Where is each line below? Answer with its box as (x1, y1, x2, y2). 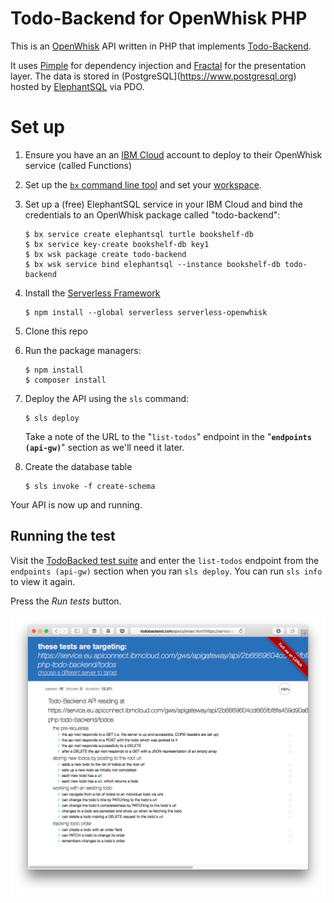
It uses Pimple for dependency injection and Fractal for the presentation (10, 59, 307, 71)
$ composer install (24, 375, 107, 385)
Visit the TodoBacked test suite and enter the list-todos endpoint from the (10, 554, 320, 566)
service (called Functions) (24, 159, 133, 171)
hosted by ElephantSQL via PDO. (10, 80, 145, 92)
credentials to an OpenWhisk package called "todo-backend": (24, 208, 281, 221)
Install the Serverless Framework (24, 287, 161, 299)
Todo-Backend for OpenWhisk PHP (10, 7, 308, 30)
